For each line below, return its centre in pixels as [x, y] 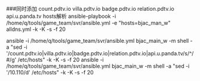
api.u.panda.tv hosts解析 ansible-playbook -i [61, 16]
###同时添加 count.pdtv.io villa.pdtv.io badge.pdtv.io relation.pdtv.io [90, 9]
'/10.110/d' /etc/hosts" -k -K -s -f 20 [50, 72]
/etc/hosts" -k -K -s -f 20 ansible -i [61, 60]
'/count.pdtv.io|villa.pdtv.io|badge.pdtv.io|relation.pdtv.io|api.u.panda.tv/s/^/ [100, 53]
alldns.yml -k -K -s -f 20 [36, 29]
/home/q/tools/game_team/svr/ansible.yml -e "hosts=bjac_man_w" [89, 23]
